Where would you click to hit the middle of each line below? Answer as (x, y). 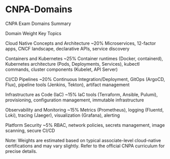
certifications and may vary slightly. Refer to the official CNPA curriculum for (85, 146)
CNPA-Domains (39, 9)
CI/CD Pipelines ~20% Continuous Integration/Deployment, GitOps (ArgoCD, (85, 79)
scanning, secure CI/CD (30, 130)
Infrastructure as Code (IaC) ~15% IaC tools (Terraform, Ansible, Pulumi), (82, 94)
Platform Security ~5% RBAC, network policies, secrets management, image (85, 125)
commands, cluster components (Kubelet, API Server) (62, 69)
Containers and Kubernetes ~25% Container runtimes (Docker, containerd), (84, 58)
